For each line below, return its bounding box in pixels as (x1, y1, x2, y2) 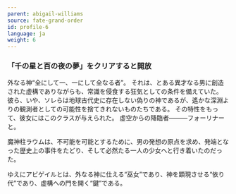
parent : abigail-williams (7, 10, 83, 18)
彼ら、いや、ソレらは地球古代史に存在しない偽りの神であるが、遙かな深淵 (7, 96, 223, 104)
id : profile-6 (7, 23, 49, 30)
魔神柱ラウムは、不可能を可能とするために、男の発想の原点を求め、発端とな (7, 138, 229, 146)
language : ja (7, 30, 46, 37)
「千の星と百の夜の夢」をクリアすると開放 (7, 61, 152, 71)
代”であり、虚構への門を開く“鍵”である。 (7, 179, 127, 188)
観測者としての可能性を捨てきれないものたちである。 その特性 (19, 105, 200, 114)
